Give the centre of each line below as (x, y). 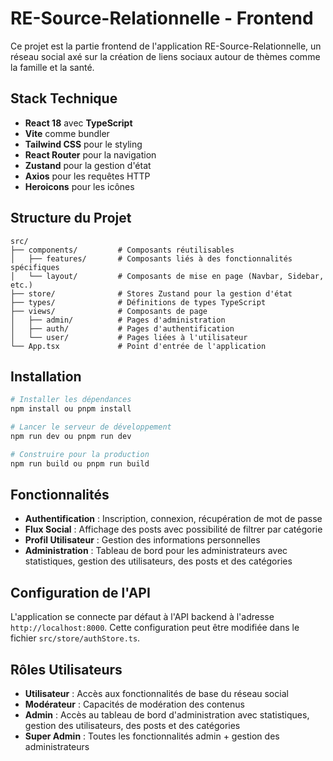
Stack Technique (64, 98)
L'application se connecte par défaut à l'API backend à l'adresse (142, 617)
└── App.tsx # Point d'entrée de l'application (138, 346)
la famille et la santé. (52, 67)
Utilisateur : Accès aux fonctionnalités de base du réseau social (156, 694)
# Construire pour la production (80, 454)
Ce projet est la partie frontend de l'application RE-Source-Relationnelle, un (166, 46)
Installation (46, 376)
